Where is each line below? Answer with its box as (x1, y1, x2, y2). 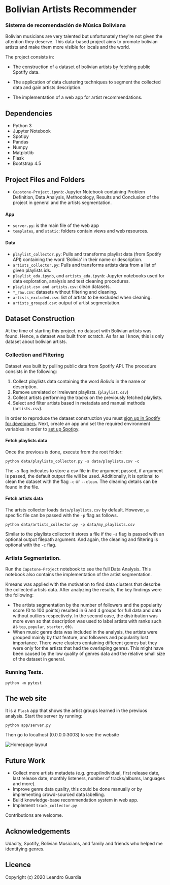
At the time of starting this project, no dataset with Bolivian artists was (5, 328, 152, 334)
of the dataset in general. (12, 656, 65, 662)
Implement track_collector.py (12, 803, 78, 809)
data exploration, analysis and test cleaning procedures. (12, 278, 130, 284)
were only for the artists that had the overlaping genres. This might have (12, 645, 164, 651)
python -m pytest (5, 680, 42, 686)
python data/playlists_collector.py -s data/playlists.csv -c (5, 459, 140, 464)
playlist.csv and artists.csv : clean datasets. (12, 283, 111, 290)
